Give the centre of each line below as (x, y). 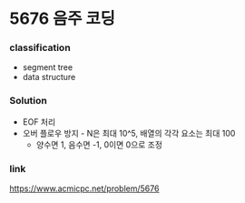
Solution (29, 101)
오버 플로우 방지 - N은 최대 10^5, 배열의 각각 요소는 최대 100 (129, 133)
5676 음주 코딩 (62, 19)
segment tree (48, 67)
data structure (49, 77)
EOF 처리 (39, 122)
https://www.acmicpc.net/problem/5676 (84, 188)
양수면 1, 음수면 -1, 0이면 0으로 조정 (99, 144)
